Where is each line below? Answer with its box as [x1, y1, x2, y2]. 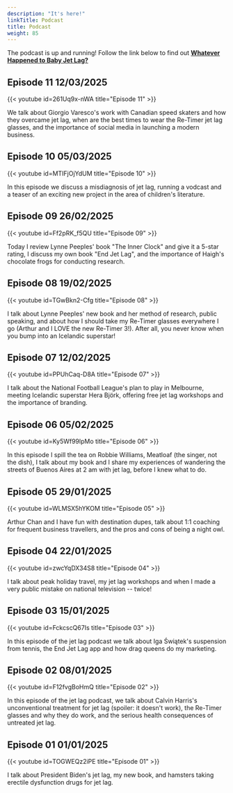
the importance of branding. [7, 399, 88, 407]
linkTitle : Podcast [7, 17, 64, 24]
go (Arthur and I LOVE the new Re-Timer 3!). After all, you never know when [7, 324, 225, 332]
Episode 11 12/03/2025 [7, 76, 108, 88]
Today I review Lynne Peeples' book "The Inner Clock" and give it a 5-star [7, 242, 219, 251]
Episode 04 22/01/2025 [7, 545, 113, 557]
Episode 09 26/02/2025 [7, 210, 114, 222]
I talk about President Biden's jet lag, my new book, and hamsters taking [7, 771, 214, 779]
